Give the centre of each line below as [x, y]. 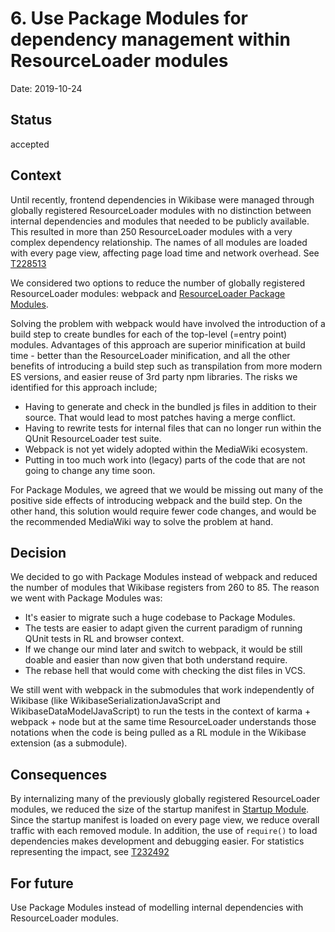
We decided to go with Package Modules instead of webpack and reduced [164, 577]
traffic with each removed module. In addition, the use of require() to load [164, 831]
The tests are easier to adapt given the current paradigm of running [163, 628]
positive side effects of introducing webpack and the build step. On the [156, 500]
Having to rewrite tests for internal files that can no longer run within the [173, 428]
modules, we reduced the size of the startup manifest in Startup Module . [160, 809]
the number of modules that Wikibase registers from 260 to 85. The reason [165, 588]
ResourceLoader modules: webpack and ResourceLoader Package [148, 293]
